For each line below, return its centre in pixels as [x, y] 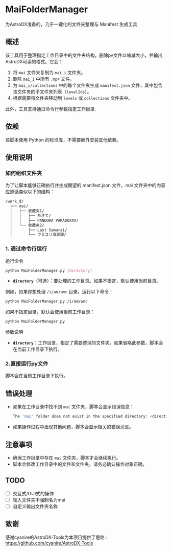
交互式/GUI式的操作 [33, 493]
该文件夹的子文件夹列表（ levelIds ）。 [52, 91]
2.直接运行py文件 [27, 364]
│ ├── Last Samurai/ [39, 230]
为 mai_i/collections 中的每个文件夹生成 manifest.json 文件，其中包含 [88, 85]
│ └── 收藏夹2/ [27, 225]
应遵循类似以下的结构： [30, 192]
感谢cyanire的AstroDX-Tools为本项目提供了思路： [57, 537]
